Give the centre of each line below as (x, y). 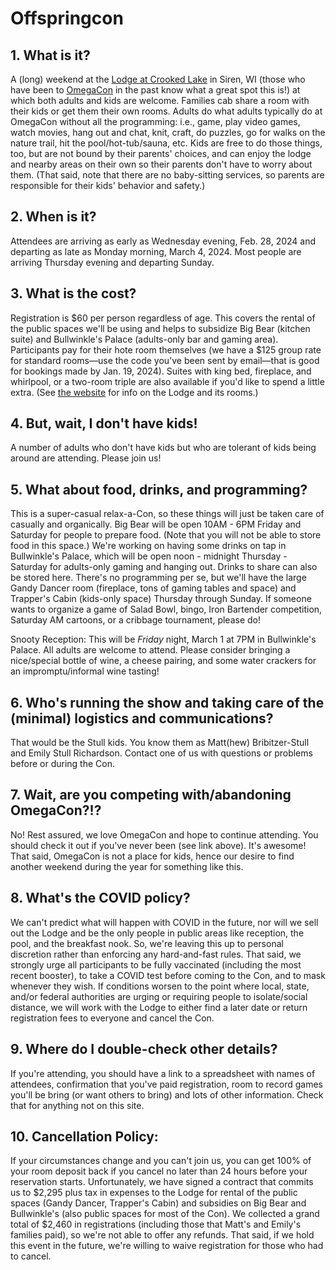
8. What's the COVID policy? (100, 898)
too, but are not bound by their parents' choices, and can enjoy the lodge (161, 153)
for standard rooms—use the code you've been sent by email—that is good (165, 360)
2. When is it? (53, 217)
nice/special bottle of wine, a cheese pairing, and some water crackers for (163, 661)
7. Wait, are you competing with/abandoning (151, 795)
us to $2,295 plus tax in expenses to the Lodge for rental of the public (154, 1193)
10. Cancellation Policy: (84, 1136)
